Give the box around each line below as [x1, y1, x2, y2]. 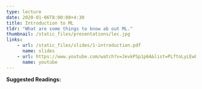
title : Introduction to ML [6, 20, 74, 26]
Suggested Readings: [6, 76, 61, 83]
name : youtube [22, 59, 58, 65]
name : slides [22, 48, 55, 54]
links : [6, 37, 23, 43]
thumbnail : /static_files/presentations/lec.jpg [6, 31, 130, 37]
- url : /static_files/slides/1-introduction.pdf [17, 43, 141, 49]
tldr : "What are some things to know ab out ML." [6, 25, 133, 32]
